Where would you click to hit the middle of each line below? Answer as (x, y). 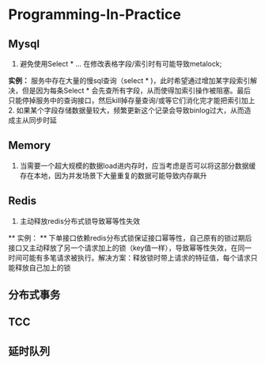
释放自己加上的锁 (43, 268)
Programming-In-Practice (95, 15)
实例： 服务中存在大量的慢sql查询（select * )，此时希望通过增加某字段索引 (129, 80)
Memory (30, 145)
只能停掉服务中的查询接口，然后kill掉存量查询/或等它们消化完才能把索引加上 (132, 100)
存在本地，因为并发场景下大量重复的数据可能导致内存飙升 (113, 175)
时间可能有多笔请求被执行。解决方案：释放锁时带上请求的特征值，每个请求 (129, 257)
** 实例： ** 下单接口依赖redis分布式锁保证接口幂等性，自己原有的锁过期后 (130, 238)
